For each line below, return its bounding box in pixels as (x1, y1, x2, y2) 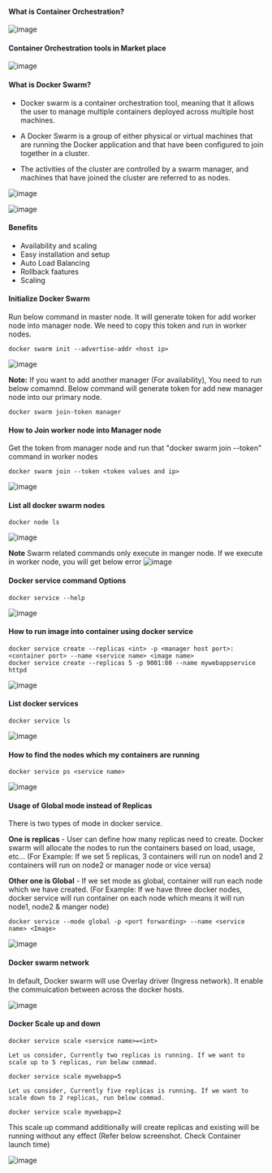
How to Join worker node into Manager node (8, 425, 162, 435)
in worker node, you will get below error (8, 557, 142, 567)
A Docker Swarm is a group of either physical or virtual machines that (19, 131, 253, 141)
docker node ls (8, 519, 60, 527)
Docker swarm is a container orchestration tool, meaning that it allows (19, 98, 254, 107)
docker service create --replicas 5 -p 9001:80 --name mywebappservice (8, 658, 256, 667)
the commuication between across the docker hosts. (8, 984, 184, 994)
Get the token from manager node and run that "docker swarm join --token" (8, 443, 262, 453)
